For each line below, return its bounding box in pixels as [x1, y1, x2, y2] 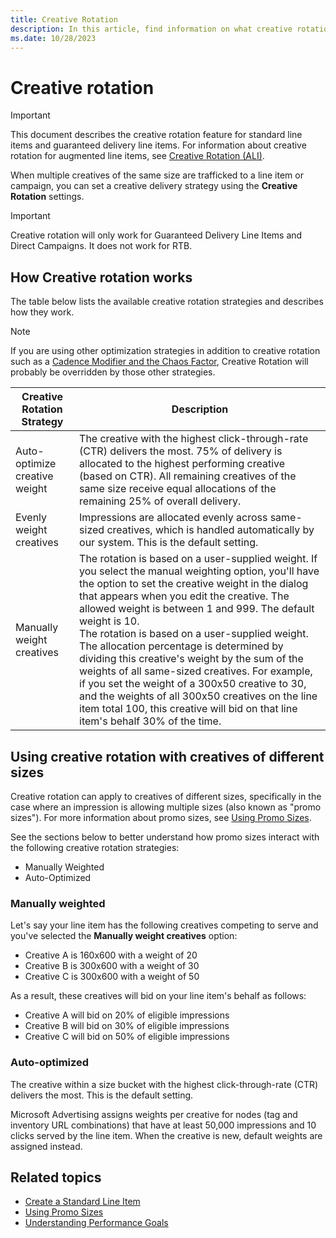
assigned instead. [10, 1140, 83, 1152]
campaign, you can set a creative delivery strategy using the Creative [10, 180, 298, 192]
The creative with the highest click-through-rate [79, 432, 309, 446]
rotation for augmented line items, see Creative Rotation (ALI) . [10, 150, 265, 162]
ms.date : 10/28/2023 [10, 33, 97, 43]
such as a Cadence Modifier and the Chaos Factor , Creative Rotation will [10, 356, 309, 368]
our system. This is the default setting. [79, 536, 259, 550]
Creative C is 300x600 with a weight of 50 [24, 971, 200, 983]
